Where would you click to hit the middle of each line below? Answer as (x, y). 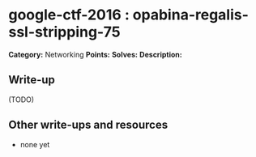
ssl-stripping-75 (64, 32)
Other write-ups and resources (88, 125)
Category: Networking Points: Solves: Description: (95, 54)
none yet (35, 144)
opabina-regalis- (191, 15)
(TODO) (21, 100)
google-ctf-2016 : (69, 15)
